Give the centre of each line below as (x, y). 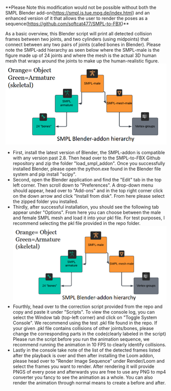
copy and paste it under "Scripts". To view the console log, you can (84, 312)
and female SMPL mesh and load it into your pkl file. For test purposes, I (89, 218)
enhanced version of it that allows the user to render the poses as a (77, 18)
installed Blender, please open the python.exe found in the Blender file (87, 169)
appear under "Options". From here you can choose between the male (87, 212)
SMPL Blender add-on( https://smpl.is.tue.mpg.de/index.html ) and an (78, 13)
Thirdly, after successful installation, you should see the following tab (86, 207)
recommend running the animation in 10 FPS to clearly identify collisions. (89, 344)
